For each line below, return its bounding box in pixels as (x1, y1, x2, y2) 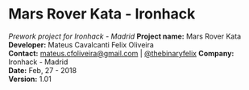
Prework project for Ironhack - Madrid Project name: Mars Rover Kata (8, 31, 242, 41)
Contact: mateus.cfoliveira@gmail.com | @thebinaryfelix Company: (8, 48, 234, 58)
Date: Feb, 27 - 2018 (8, 65, 77, 75)
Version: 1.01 (8, 74, 52, 84)
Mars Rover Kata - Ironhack (8, 5, 196, 23)
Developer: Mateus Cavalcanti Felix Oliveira (8, 39, 155, 49)
